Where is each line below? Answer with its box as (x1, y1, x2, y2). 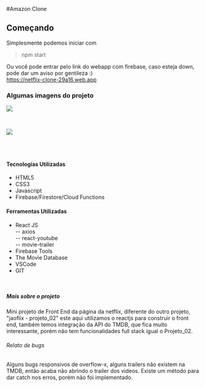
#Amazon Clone (6, 6, 47, 12)
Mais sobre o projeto (6, 293, 60, 300)
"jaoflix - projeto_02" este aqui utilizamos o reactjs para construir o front (6, 315, 188, 322)
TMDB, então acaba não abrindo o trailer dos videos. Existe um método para (6, 367, 199, 374)
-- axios (15, 228, 35, 235)
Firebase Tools (15, 247, 53, 255)
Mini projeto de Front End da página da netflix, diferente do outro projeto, (6, 308, 191, 315)
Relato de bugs (6, 342, 45, 349)
